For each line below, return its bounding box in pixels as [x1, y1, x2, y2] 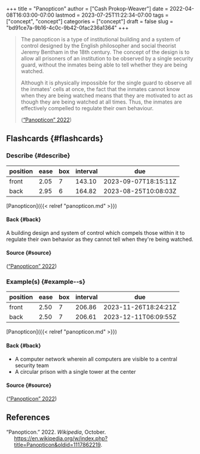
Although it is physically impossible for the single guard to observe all [20, 79, 192, 86]
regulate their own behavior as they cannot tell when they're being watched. [6, 235, 194, 243]
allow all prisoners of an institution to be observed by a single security [20, 55, 193, 62]
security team [14, 362, 49, 369]
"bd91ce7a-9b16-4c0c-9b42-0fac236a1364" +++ [6, 24, 130, 31]
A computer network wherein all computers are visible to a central [14, 355, 177, 362]
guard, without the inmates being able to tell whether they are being [20, 61, 188, 68]
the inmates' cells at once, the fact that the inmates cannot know [20, 86, 180, 92]
